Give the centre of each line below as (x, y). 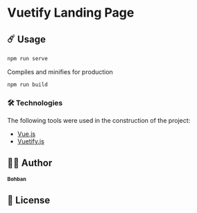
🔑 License (29, 200)
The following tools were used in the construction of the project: (99, 121)
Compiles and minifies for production (60, 71)
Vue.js (26, 134)
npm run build (28, 85)
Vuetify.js (31, 142)
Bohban (17, 179)
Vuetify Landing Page (71, 13)
